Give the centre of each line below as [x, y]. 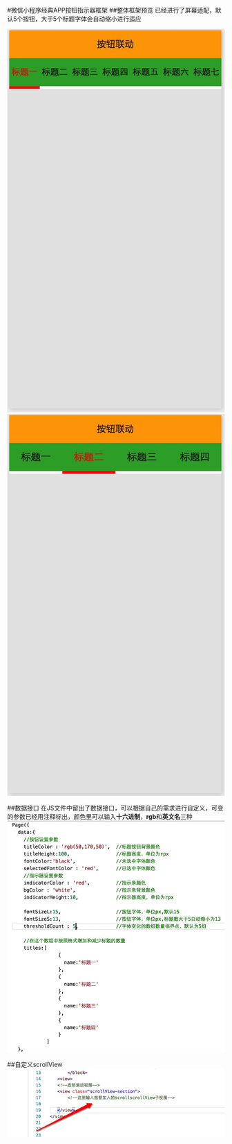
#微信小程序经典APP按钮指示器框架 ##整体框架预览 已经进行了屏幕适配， [112, 10]
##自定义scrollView [35, 1065]
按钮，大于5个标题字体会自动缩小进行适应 [82, 19]
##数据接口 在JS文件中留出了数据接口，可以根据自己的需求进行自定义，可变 [115, 808]
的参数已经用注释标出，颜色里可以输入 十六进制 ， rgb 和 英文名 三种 [100, 817]
